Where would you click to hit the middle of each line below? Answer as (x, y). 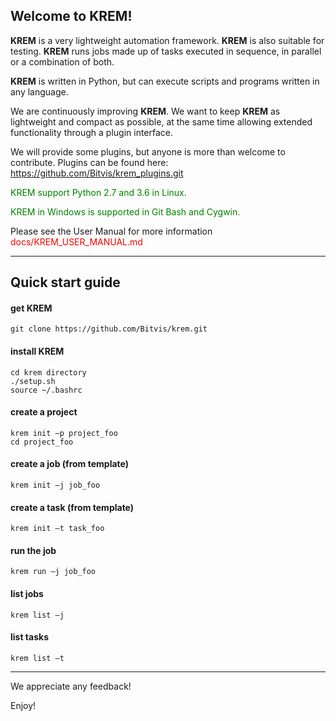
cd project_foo (42, 442)
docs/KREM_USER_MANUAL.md (76, 241)
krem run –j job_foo (53, 572)
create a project (44, 412)
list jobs (27, 594)
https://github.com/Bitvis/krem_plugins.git (97, 173)
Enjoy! (23, 705)
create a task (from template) (72, 507)
